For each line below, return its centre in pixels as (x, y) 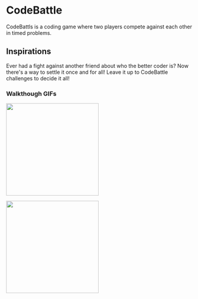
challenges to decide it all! (38, 78)
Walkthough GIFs (31, 93)
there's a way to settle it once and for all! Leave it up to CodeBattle (87, 72)
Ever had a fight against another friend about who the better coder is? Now (98, 66)
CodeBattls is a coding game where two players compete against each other (99, 27)
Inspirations (29, 52)
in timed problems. (29, 32)
